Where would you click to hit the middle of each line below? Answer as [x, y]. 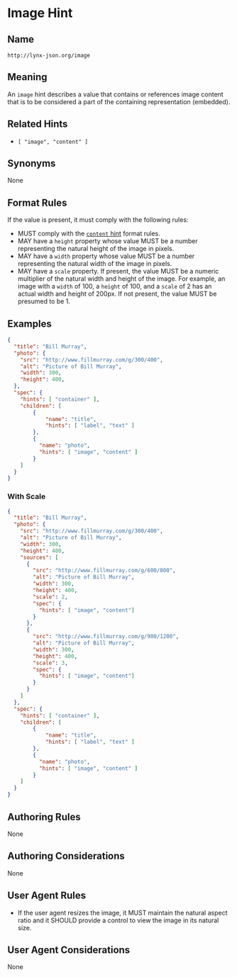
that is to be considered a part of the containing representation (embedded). [119, 101]
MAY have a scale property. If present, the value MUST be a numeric [118, 272]
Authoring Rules [44, 817]
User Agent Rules [47, 896]
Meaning [27, 77]
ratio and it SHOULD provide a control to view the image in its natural [118, 920]
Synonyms [32, 163]
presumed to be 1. [44, 301]
